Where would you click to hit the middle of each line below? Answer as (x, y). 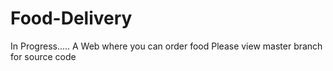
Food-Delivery (71, 18)
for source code (43, 56)
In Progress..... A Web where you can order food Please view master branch (166, 46)
